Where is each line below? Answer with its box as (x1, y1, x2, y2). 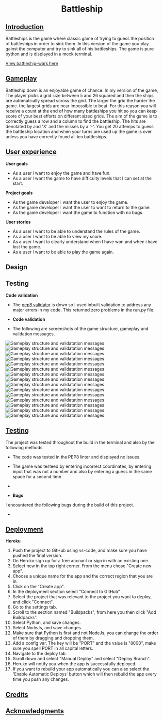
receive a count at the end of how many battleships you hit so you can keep (5, 108, 157, 114)
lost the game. (12, 244, 42, 249)
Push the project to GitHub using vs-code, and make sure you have (12, 547, 147, 554)
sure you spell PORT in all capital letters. (12, 645, 94, 651)
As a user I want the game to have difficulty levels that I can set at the (12, 175, 152, 181)
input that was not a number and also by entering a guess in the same (12, 468, 152, 474)
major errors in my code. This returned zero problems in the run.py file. (12, 307, 155, 312)
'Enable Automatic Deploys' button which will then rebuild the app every (12, 671, 157, 677)
